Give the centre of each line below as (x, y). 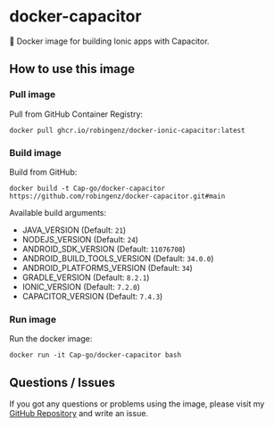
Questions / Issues (62, 382)
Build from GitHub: (43, 172)
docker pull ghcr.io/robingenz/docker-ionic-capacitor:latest (127, 130)
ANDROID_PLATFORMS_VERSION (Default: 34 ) (108, 267)
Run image (33, 319)
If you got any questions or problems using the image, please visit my (137, 404)
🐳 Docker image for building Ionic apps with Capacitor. (109, 41)
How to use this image (72, 69)
